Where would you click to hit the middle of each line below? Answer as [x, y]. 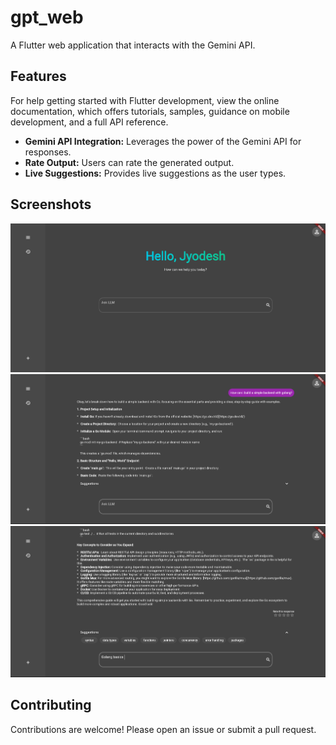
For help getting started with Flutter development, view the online [145, 100]
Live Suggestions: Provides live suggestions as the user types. [155, 173]
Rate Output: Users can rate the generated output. [129, 162]
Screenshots [51, 204]
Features [38, 76]
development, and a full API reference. [89, 122]
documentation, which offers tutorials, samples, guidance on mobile [150, 111]
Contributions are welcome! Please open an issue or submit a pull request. [163, 729]
